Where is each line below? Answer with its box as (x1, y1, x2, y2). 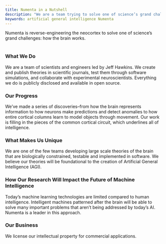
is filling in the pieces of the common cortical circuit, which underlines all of (5, 119, 159, 125)
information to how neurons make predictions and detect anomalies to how (5, 108, 158, 114)
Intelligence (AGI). (5, 164, 42, 170)
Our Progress (5, 92, 38, 99)
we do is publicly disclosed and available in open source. (5, 80, 121, 86)
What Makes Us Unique (5, 137, 63, 144)
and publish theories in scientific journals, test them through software (5, 69, 147, 75)
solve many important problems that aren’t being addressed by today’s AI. (5, 204, 156, 210)
